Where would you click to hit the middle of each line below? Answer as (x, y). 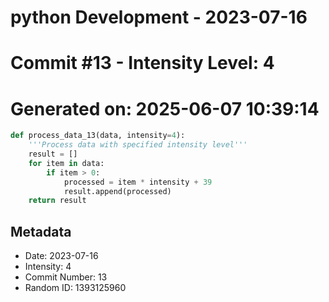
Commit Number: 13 (66, 277)
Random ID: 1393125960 (75, 288)
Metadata (41, 231)
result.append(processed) (117, 191)
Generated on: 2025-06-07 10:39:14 (165, 108)
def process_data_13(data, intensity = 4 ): (98, 136)
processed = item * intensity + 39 (138, 182)
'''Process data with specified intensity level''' (138, 145)
